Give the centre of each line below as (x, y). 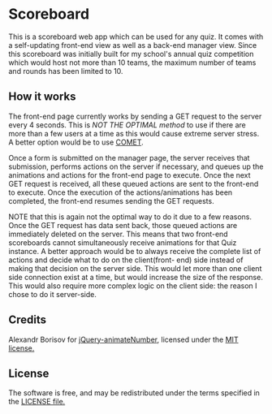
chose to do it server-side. (53, 294)
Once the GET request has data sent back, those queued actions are (123, 225)
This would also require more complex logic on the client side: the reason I (133, 286)
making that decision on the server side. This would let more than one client (135, 268)
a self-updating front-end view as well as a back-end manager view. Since (133, 45)
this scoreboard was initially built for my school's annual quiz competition (131, 54)
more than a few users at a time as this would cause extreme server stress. (134, 133)
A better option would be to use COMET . (76, 142)
